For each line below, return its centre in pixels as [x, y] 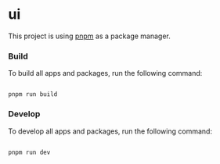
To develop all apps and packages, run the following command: [110, 131]
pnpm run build [33, 94]
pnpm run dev [29, 152]
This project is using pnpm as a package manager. [89, 36]
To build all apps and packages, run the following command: [105, 73]
